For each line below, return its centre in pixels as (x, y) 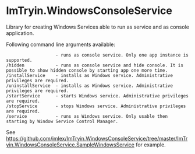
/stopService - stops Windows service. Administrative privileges (96, 106)
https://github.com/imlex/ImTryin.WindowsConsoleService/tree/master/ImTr (97, 138)
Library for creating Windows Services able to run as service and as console (97, 27)
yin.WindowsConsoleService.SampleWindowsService (70, 145)
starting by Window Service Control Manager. (62, 121)
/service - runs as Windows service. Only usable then (87, 116)
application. (20, 33)
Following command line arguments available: (61, 44)
